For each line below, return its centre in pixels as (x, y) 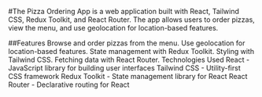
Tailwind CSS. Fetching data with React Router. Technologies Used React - (129, 59)
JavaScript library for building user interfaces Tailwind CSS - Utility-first (125, 68)
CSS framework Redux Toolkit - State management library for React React (128, 76)
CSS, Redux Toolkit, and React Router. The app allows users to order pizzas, (132, 20)
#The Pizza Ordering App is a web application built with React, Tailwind (124, 11)
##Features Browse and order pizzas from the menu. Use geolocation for (127, 43)
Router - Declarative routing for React (69, 84)
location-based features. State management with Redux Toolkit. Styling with (131, 51)
